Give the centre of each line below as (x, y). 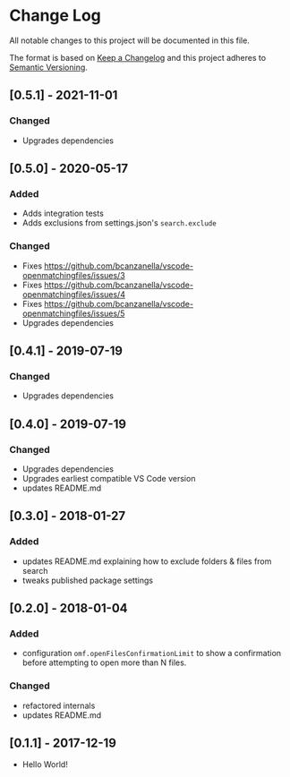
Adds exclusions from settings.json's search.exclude (119, 223)
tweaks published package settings (88, 580)
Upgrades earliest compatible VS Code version (109, 478)
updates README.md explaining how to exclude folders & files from (147, 561)
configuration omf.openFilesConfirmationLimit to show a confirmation (152, 653)
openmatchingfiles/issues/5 (73, 313)
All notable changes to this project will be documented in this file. (130, 40)
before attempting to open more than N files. (104, 662)
